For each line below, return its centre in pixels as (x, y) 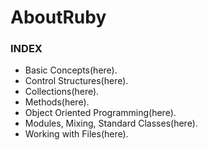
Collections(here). (62, 92)
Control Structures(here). (76, 81)
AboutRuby (58, 17)
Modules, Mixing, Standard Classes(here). (111, 123)
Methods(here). (57, 102)
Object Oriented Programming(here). (100, 113)
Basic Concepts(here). (71, 70)
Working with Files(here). (76, 134)
